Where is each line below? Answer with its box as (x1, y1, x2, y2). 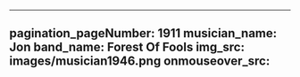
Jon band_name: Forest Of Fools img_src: (9, 40, 246, 55)
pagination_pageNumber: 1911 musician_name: (9, 26, 278, 41)
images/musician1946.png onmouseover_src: (9, 54, 271, 69)
